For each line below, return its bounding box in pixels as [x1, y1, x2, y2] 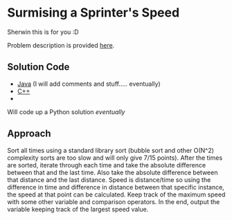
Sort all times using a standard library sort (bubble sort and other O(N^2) [7, 146, 215, 154]
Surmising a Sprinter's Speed [7, 5, 180, 21]
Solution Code [7, 61, 70, 73]
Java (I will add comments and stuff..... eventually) [17, 80, 161, 88]
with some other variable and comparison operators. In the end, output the [7, 197, 220, 205]
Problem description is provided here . [7, 41, 115, 49]
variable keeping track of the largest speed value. [7, 205, 149, 213]
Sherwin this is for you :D [7, 28, 79, 36]
